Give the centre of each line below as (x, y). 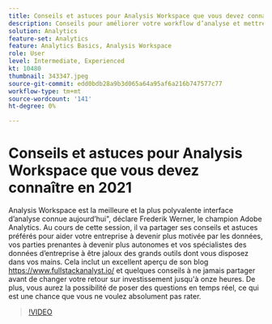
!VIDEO (40, 312)
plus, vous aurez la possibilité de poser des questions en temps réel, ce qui (134, 288)
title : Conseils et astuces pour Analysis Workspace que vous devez (126, 16)
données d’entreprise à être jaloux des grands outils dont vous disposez (129, 254)
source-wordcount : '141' (50, 99)
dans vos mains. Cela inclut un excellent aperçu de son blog (108, 262)
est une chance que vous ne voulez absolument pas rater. (105, 296)
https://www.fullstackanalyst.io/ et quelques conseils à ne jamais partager (132, 271)
